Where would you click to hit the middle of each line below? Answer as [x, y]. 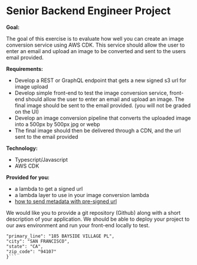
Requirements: [24, 68]
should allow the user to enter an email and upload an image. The [105, 99]
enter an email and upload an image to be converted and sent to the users [96, 51]
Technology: [22, 148]
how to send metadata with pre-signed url [65, 201]
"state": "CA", [25, 246]
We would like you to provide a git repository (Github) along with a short [93, 212]
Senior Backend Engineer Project [88, 11]
